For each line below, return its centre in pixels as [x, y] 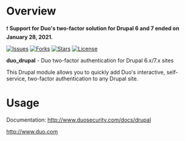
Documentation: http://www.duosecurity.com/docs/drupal [79, 120]
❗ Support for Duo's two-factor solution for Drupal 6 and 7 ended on [93, 28]
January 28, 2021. [30, 37]
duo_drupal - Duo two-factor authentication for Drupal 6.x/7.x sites [90, 60]
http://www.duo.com [32, 131]
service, [16, 78]
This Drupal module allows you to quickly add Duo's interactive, [86, 72]
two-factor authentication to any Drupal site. [83, 78]
